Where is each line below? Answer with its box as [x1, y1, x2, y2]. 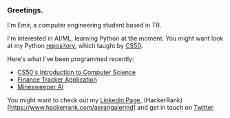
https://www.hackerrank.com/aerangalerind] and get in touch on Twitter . [9, 104, 216, 112]
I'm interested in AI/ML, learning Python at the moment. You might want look [7, 34, 224, 43]
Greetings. [7, 5, 43, 15]
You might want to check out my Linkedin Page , [7, 96, 143, 104]
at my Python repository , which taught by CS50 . [7, 42, 143, 50]
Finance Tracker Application [17, 75, 98, 84]
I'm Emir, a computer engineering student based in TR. [7, 21, 162, 29]
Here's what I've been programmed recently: [7, 55, 134, 63]
